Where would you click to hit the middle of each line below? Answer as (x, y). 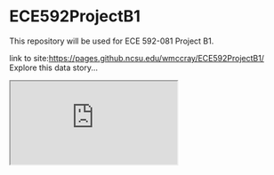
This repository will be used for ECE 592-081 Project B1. (112, 41)
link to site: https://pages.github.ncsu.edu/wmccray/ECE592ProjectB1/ (137, 58)
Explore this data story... (54, 68)
